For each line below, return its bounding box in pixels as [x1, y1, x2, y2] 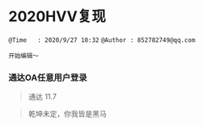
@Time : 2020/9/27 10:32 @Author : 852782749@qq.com [8, 36, 196, 44]
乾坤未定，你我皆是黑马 [28, 109, 107, 119]
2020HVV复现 [8, 7, 107, 26]
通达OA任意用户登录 [8, 72, 87, 83]
